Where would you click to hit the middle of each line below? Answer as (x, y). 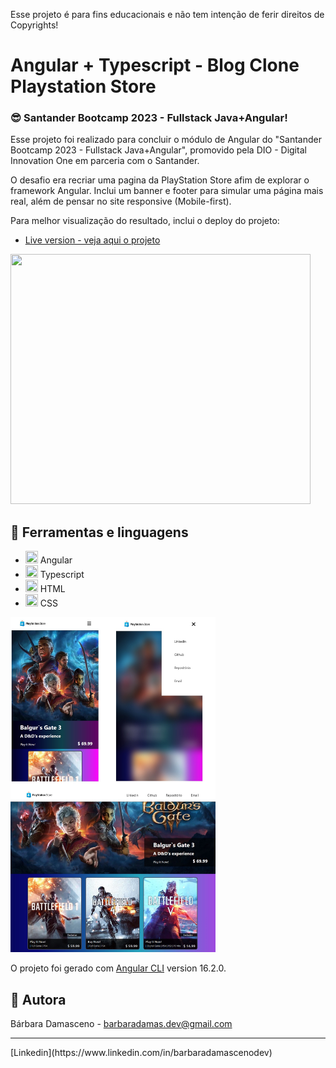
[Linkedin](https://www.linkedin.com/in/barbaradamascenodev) (141, 1052)
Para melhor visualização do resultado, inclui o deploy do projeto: (145, 221)
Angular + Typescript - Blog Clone (155, 65)
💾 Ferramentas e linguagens (99, 532)
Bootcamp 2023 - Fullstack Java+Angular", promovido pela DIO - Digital (158, 150)
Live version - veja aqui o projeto (92, 240)
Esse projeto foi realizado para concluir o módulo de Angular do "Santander (166, 140)
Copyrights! (34, 25)
